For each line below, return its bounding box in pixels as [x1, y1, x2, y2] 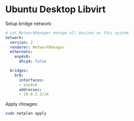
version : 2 [10, 40, 33, 45]
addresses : [18, 87, 42, 92]
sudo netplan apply [5, 111, 47, 116]
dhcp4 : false [18, 59, 47, 64]
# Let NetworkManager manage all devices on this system [5, 30, 129, 35]
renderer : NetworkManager [10, 44, 65, 50]
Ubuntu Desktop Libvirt [5, 4, 106, 15]
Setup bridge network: [5, 20, 52, 27]
